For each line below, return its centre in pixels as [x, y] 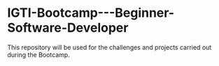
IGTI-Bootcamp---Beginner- [91, 13]
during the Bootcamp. [38, 55]
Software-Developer [68, 28]
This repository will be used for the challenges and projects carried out [109, 47]
